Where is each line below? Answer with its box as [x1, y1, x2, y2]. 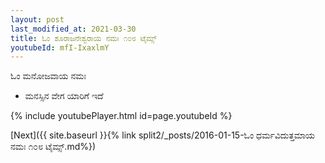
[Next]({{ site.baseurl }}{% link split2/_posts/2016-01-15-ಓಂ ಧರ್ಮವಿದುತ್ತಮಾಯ [10, 129, 316, 141]
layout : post [10, 14, 65, 25]
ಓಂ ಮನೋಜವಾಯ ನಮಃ [10, 70, 87, 82]
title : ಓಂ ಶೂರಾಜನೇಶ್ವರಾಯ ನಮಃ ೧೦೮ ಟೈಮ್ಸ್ [10, 33, 157, 43]
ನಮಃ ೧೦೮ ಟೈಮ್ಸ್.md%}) [10, 141, 97, 153]
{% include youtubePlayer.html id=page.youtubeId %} [10, 110, 233, 122]
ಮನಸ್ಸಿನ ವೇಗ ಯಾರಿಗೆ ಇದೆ [24, 90, 104, 102]
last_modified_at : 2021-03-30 [10, 24, 137, 34]
